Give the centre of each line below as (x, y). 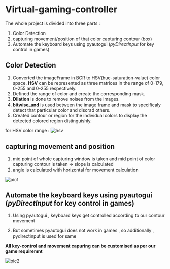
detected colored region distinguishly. (52, 121)
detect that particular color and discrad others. (61, 110)
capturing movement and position (60, 146)
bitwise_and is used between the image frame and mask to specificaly (87, 105)
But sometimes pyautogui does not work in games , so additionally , (83, 231)
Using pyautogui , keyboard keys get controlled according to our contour (89, 215)
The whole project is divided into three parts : (53, 23)
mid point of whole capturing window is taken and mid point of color (84, 159)
